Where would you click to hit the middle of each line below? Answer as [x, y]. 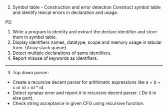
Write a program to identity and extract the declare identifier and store [85, 32]
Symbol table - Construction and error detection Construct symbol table [86, 7]
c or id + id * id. [28, 87]
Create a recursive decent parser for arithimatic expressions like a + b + [86, 82]
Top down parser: [30, 72]
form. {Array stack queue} [39, 48]
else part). [23, 98]
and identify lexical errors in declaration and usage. [65, 12]
